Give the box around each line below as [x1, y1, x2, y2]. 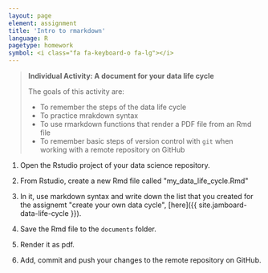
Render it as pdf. [19, 240, 75, 249]
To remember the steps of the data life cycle [39, 102, 187, 112]
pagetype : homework [8, 42, 74, 50]
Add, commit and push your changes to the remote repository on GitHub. [19, 255, 262, 265]
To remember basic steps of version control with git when [39, 136, 234, 145]
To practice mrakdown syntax [39, 111, 139, 120]
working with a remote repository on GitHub [39, 145, 185, 154]
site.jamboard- [198, 200, 247, 210]
